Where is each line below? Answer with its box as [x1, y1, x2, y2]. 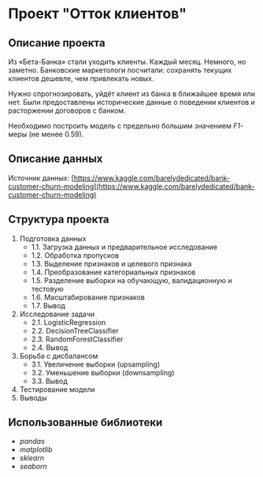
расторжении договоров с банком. [8, 106, 126, 115]
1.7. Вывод [31, 300, 65, 310]
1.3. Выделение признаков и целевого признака [31, 259, 192, 268]
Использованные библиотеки [8, 416, 163, 430]
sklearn [19, 453, 45, 463]
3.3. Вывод [31, 376, 69, 386]
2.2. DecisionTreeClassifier [31, 326, 120, 335]
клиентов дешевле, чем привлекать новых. [8, 74, 154, 83]
